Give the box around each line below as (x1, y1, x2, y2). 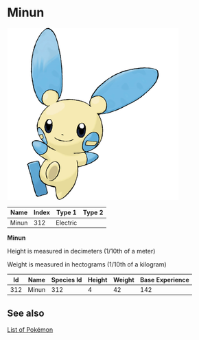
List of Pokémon (7, 326, 54, 334)
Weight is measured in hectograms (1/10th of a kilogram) (7, 260, 167, 269)
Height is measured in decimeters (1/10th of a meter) (7, 247, 156, 256)
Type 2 (82, 208, 104, 217)
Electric (56, 218, 78, 227)
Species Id (51, 275, 82, 284)
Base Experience (140, 275, 190, 284)
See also (7, 307, 45, 319)
